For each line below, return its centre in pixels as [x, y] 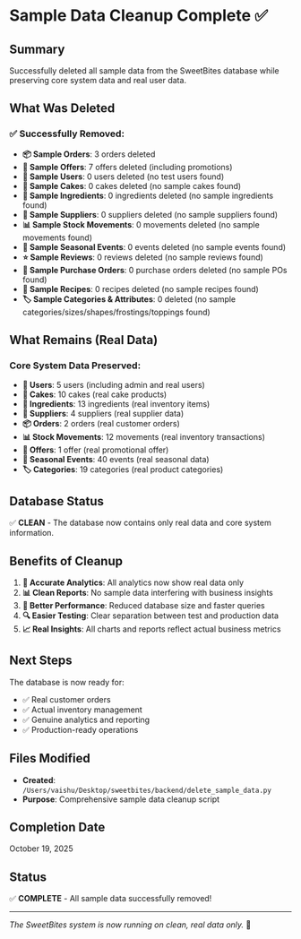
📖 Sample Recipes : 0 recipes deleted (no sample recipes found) [141, 289]
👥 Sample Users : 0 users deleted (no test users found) [123, 177]
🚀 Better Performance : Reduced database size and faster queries [144, 605]
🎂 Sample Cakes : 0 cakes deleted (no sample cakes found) [132, 185]
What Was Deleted [62, 108]
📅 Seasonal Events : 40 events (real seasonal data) [116, 460]
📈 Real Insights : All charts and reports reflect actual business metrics [151, 629]
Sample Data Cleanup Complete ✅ [139, 16]
